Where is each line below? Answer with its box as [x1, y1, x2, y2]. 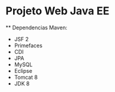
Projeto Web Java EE [5, 4, 110, 18]
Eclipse [14, 67, 33, 74]
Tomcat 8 [14, 73, 38, 81]
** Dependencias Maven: [5, 24, 68, 31]
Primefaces [14, 42, 43, 49]
